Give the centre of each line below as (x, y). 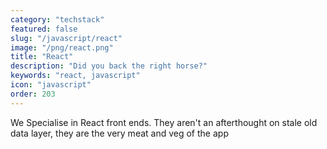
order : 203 (33, 94)
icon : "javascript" (51, 85)
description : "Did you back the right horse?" (109, 66)
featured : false (44, 29)
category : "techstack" (57, 19)
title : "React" (42, 57)
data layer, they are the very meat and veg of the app (119, 133)
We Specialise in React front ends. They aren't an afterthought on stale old (164, 122)
